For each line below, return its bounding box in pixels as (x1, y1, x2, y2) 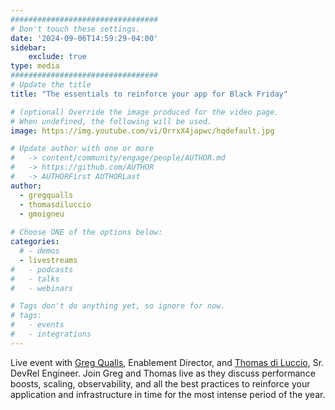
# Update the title (10, 80, 92, 90)
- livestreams (19, 255, 78, 265)
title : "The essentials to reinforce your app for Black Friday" (10, 89, 288, 99)
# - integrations (10, 329, 92, 339)
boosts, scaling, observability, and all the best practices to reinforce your (10, 377, 311, 390)
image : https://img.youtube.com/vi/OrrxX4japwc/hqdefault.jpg (10, 126, 275, 136)
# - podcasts (10, 264, 74, 275)
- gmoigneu (19, 209, 65, 219)
